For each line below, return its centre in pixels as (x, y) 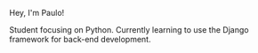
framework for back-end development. (80, 39)
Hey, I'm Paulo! (37, 13)
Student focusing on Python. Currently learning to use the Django (129, 30)
